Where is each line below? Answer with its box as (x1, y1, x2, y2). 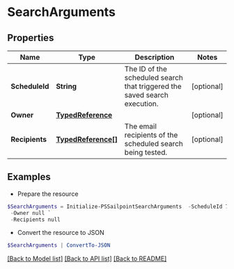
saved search (124, 90, 169, 99)
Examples (7, 171, 51, 183)
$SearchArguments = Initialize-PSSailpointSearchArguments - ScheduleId (7, 203, 223, 210)
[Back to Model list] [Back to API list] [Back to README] (7, 254, 167, 263)
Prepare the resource (17, 189, 79, 198)
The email (124, 122, 157, 131)
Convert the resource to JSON (17, 229, 104, 237)
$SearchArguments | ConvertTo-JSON (7, 242, 111, 249)
